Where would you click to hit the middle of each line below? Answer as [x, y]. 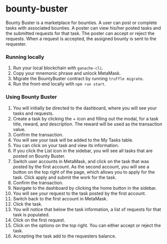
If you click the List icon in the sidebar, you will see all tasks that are [83, 151]
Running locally [25, 57]
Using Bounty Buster [31, 97]
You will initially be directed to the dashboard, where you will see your [85, 108]
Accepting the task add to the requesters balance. [64, 236]
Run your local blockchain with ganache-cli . [58, 68]
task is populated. [31, 214]
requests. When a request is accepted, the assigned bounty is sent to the [81, 39]
